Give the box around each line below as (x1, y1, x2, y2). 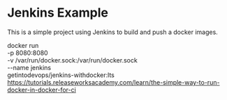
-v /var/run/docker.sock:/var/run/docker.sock (7, 56, 138, 64)
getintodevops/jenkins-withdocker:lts (7, 71, 115, 79)
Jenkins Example (7, 5, 108, 21)
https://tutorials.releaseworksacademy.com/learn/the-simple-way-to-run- (7, 78, 220, 86)
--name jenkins (7, 63, 51, 72)
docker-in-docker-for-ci (7, 85, 77, 94)
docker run (7, 41, 39, 49)
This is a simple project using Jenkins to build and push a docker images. (7, 28, 218, 36)
